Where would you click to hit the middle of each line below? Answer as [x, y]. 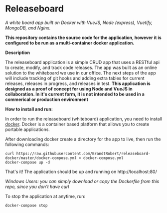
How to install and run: [29, 109]
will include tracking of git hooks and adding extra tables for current [75, 78]
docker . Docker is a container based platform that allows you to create [77, 124]
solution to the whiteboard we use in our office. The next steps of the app [81, 72]
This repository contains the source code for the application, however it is [83, 37]
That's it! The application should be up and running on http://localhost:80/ [81, 171]
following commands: [27, 144]
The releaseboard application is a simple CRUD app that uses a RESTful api [83, 62]
